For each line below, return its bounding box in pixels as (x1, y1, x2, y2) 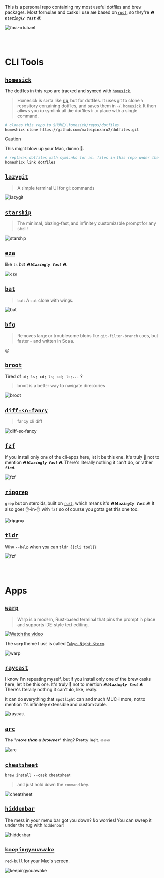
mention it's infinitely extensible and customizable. (5, 702, 107, 708)
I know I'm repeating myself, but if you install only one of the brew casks (5, 676, 151, 682)
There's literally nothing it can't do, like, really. (5, 687, 98, 693)
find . (5, 465, 16, 470)
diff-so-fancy (5, 407, 48, 414)
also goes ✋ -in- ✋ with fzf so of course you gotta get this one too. (5, 506, 139, 512)
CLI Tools (5, 56, 44, 68)
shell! (17, 226, 28, 232)
